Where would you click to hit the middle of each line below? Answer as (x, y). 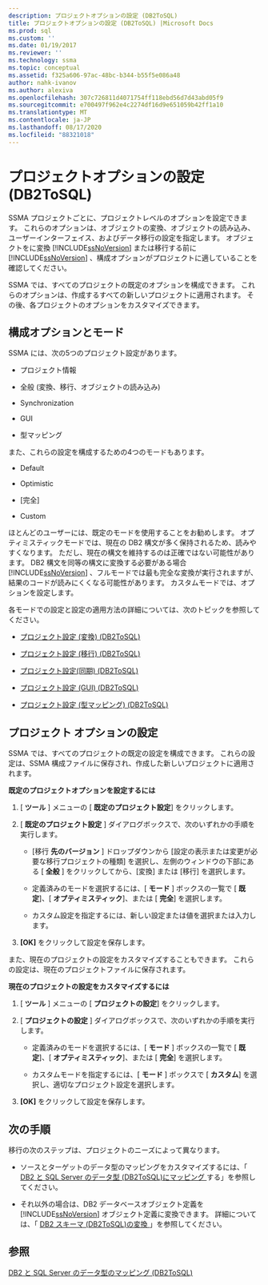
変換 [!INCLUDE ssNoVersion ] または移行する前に (116, 247)
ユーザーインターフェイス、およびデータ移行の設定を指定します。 (116, 238)
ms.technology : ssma (43, 61)
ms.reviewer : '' (35, 53)
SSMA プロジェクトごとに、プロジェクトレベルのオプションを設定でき (124, 218)
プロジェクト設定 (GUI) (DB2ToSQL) (79, 688)
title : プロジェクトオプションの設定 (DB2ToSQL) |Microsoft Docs (111, 23)
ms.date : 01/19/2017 (43, 46)
